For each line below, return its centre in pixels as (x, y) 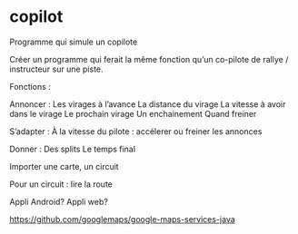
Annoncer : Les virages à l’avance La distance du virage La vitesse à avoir (148, 104)
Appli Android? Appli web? (59, 201)
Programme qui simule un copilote (74, 42)
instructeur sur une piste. (56, 69)
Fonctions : (30, 86)
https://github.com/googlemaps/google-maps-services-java (123, 219)
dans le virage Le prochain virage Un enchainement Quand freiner (133, 113)
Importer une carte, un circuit (65, 166)
